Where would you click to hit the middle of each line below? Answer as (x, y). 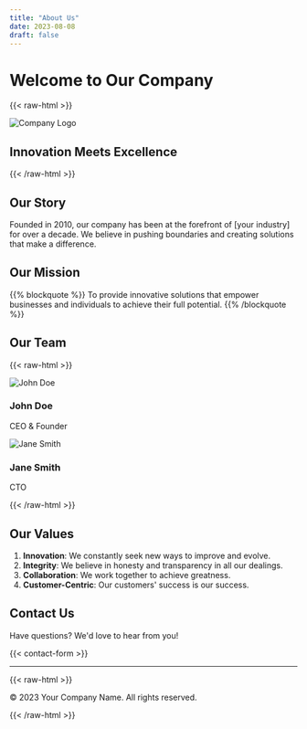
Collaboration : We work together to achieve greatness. (127, 575)
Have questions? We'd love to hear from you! (94, 635)
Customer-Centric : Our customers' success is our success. (136, 585)
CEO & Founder (38, 426)
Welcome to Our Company (111, 80)
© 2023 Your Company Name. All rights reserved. (104, 697)
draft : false (34, 35)
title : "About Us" (44, 18)
